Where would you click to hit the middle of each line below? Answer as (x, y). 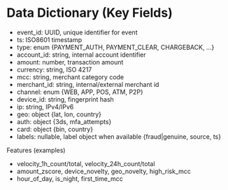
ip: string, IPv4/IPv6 (45, 107)
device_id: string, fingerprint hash (65, 99)
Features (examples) (36, 150)
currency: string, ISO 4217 (54, 69)
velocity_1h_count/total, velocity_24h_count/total (86, 163)
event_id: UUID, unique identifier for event (77, 32)
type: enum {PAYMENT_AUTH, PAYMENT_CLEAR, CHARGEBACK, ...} (115, 47)
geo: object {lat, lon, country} (59, 114)
